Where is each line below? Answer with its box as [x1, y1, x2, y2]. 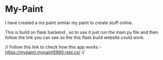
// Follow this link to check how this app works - [5, 44, 102, 50]
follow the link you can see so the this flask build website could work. [5, 34, 145, 40]
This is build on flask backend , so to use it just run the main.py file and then [5, 29, 159, 35]
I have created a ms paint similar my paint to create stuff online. [5, 20, 133, 26]
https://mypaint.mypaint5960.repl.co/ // [5, 49, 85, 55]
